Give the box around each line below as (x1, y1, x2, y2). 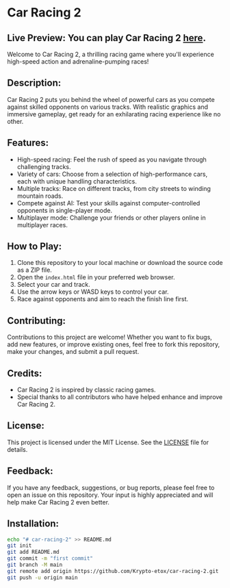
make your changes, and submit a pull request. (7, 348, 140, 356)
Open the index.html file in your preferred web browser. (16, 273, 176, 281)
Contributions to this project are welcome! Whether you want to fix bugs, (7, 333, 212, 342)
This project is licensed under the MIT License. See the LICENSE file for (7, 438, 209, 446)
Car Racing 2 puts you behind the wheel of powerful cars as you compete (7, 95, 215, 103)
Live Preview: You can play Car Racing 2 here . (7, 32, 207, 44)
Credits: (7, 368, 42, 379)
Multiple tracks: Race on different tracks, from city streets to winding (16, 184, 211, 192)
